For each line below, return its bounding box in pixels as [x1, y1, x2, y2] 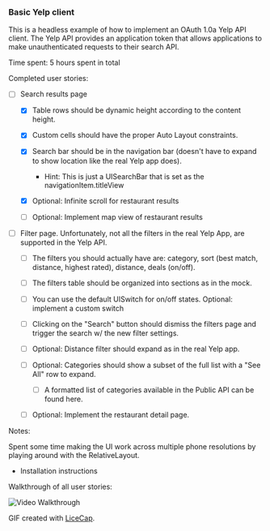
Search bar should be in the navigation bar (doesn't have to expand [32, 147, 257, 156]
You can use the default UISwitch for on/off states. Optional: [32, 294, 233, 304]
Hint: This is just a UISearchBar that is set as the [44, 171, 205, 181]
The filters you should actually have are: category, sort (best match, [32, 253, 259, 263]
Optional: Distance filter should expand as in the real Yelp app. [32, 344, 240, 353]
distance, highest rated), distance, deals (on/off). [32, 262, 196, 272]
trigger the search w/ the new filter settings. [32, 328, 179, 338]
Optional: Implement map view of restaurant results [32, 212, 204, 221]
